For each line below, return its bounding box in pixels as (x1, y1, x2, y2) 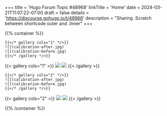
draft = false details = (44, 10, 90, 16)
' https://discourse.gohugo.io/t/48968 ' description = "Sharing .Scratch (5, 15, 152, 21)
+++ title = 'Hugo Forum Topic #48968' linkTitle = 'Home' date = (5, 5, 141, 10)
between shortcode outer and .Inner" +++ (5, 20, 93, 26)
